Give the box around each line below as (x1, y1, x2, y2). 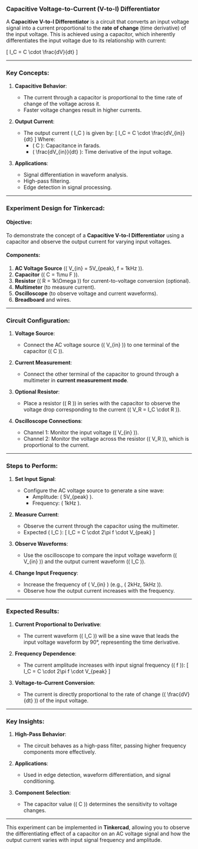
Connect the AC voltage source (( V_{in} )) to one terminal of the (23, 341, 180, 348)
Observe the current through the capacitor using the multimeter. (23, 522, 180, 530)
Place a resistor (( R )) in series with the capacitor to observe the (23, 400, 180, 407)
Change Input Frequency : (14, 569, 78, 576)
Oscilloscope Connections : (14, 418, 82, 425)
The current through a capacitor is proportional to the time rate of (23, 93, 183, 101)
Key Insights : (6, 717, 45, 725)
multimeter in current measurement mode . (23, 377, 128, 384)
